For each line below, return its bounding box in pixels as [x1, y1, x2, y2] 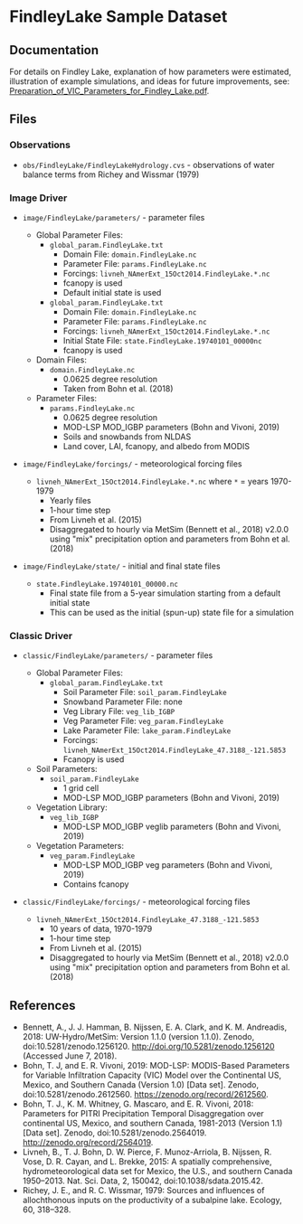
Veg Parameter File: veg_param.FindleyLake [62, 716, 224, 727]
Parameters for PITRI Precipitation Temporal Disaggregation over [22, 1108, 264, 1119]
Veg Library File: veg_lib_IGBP [62, 706, 175, 717]
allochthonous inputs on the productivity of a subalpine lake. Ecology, [22, 1195, 282, 1206]
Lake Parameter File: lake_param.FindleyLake [62, 725, 232, 736]
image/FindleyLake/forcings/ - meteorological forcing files [22, 458, 242, 469]
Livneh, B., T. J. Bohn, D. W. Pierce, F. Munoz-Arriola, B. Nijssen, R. [22, 1146, 272, 1158]
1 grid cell [62, 783, 99, 794]
